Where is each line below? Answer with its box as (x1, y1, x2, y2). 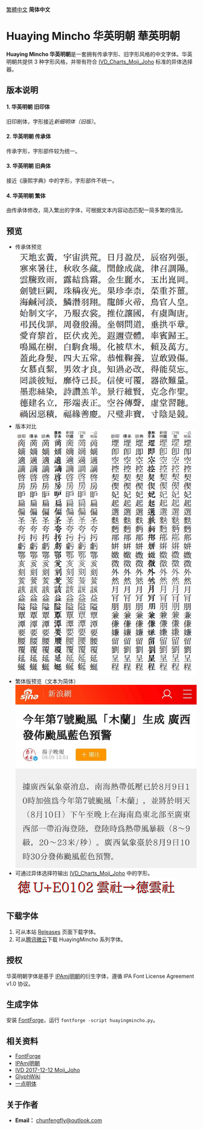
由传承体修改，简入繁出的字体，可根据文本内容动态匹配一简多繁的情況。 (6, 207, 186, 214)
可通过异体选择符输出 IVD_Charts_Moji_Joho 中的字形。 (14, 869, 153, 877)
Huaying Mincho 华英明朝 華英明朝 (6, 30, 180, 43)
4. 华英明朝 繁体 (6, 192, 46, 199)
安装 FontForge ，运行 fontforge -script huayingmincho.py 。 (6, 1017, 159, 1024)
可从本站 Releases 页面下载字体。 (14, 928, 100, 935)
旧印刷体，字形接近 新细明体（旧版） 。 (6, 117, 99, 125)
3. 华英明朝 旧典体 (6, 162, 51, 170)
